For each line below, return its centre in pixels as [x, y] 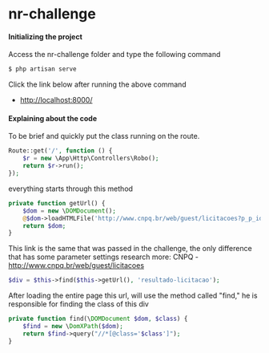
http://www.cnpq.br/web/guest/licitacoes [76, 266]
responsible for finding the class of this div [79, 304]
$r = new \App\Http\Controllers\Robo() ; [91, 158]
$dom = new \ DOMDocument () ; [69, 211]
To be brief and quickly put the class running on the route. [104, 136]
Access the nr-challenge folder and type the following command [114, 55]
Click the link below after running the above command [97, 84]
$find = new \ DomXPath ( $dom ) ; [73, 327]
